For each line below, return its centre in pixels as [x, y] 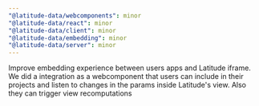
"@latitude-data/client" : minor [62, 30]
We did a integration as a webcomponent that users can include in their [126, 77]
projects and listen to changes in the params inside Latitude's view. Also [127, 85]
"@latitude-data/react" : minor [61, 23]
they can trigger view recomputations [70, 93]
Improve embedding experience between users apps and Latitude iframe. [129, 68]
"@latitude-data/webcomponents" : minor [75, 16]
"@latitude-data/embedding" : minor [68, 38]
